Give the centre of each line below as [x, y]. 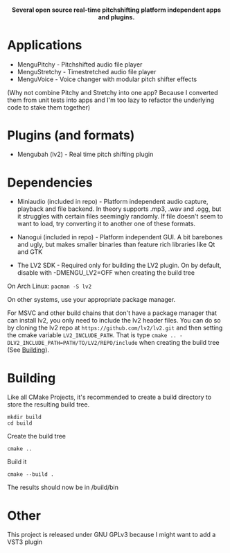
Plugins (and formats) [71, 135]
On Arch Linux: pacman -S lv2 [50, 286]
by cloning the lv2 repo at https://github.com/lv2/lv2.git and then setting [115, 328]
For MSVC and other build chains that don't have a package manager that [112, 313]
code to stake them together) [49, 107]
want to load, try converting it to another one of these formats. [106, 224]
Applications [45, 45]
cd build [20, 423]
